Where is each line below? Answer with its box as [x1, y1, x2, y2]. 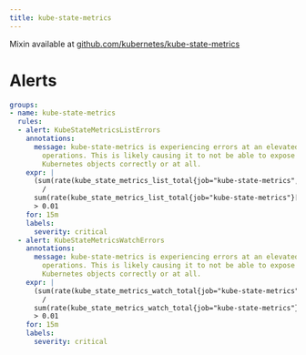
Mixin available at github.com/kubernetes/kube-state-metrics [9, 38, 240, 49]
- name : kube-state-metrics [9, 108, 117, 118]
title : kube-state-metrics [9, 13, 112, 23]
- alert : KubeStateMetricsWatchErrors [17, 236, 166, 245]
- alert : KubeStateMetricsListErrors [17, 126, 161, 135]
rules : [17, 117, 43, 127]
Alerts [9, 70, 57, 91]
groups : [9, 100, 39, 109]
